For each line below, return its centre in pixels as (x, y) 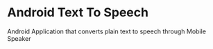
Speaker (19, 38)
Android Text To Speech (78, 13)
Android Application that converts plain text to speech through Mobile (107, 31)
